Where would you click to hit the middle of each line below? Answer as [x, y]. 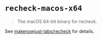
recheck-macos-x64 [43, 8]
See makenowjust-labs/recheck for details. [49, 31]
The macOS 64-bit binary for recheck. [57, 21]
